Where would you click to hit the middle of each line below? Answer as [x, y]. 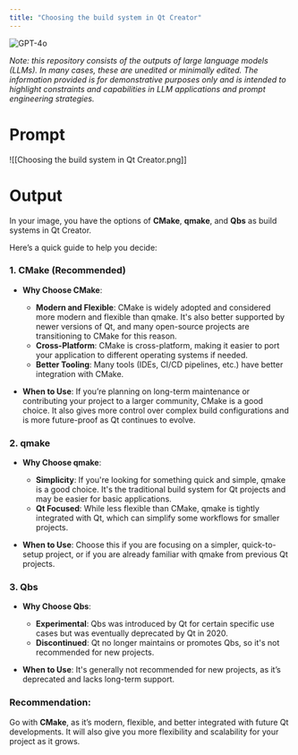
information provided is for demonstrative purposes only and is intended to [148, 79]
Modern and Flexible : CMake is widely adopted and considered [153, 307]
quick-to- [259, 545]
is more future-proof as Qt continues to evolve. [109, 420]
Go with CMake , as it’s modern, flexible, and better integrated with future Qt [149, 722]
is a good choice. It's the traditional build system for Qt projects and [161, 490]
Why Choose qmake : [62, 463]
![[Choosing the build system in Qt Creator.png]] [98, 159]
